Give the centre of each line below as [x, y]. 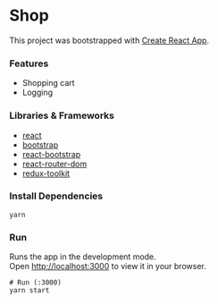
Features [29, 63]
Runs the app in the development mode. [83, 257]
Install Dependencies [56, 196]
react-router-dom [54, 164]
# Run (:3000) [36, 283]
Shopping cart [48, 83]
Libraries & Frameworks [62, 115]
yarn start [29, 291]
